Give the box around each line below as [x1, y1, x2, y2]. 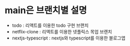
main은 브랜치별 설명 [5, 5, 87, 16]
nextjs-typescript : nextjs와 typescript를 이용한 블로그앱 [12, 35, 125, 41]
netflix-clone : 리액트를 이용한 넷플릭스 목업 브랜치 [12, 28, 112, 34]
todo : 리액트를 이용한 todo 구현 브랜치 [12, 22, 89, 28]
